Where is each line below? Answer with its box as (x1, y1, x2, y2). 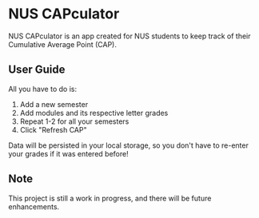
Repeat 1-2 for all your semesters (19, 117, 129, 126)
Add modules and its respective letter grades (19, 108, 169, 117)
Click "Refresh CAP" (19, 125, 87, 134)
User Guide (8, 63, 66, 77)
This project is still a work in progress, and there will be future (8, 193, 212, 203)
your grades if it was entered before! (8, 149, 129, 158)
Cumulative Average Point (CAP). (8, 39, 118, 49)
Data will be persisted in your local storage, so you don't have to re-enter (8, 141, 249, 150)
